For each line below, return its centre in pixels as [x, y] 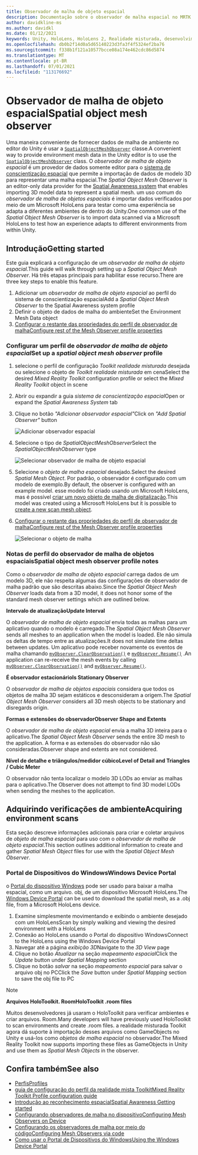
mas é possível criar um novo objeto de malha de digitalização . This [96, 497]
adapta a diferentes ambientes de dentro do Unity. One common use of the [96, 211]
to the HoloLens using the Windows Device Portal [75, 941]
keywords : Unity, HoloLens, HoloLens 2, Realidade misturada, [84, 39]
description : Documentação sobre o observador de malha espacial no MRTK [99, 17]
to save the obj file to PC [44, 978]
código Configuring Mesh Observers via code [70, 1133]
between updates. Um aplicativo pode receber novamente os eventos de [95, 647]
